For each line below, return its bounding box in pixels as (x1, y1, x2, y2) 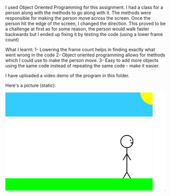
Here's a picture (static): (5, 82, 56, 88)
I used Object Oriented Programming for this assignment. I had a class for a (5, 5, 163, 10)
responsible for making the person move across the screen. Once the (5, 15, 151, 21)
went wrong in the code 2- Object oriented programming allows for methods (5, 52, 165, 58)
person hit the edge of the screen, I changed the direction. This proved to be (5, 20, 166, 26)
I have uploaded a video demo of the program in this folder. (5, 73, 130, 78)
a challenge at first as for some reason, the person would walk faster (5, 26, 150, 32)
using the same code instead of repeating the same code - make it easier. (5, 63, 160, 69)
